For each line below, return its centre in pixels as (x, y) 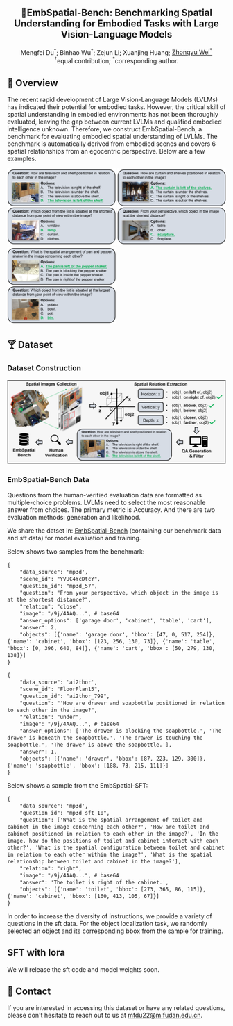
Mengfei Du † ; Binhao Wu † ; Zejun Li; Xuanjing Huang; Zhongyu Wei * (116, 51)
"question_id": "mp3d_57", (59, 586)
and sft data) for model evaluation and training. (74, 538)
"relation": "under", (51, 717)
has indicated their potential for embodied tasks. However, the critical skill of (116, 107)
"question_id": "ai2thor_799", (65, 696)
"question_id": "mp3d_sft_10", (65, 813)
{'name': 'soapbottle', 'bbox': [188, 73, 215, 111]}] (88, 766)
